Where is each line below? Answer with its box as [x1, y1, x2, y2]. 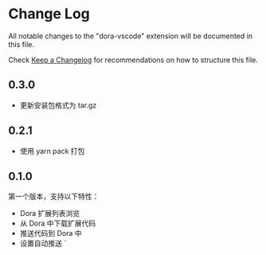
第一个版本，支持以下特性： [8, 192, 100, 202]
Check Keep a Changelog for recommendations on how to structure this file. [8, 55, 259, 65]
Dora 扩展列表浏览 [19, 209, 80, 218]
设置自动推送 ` [19, 238, 67, 248]
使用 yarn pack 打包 [19, 146, 85, 155]
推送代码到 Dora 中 [19, 229, 82, 238]
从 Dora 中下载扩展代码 [19, 218, 96, 228]
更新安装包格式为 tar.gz [19, 100, 97, 110]
